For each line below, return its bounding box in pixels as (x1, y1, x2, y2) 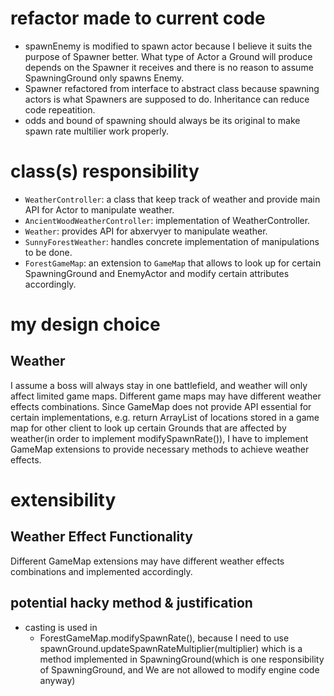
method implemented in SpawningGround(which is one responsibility (39, 653, 325, 665)
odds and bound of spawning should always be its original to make (24, 114, 301, 126)
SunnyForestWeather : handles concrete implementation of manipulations (24, 235, 320, 247)
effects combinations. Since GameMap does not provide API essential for (10, 400, 312, 412)
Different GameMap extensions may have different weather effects (10, 555, 285, 567)
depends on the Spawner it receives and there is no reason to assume (24, 61, 314, 73)
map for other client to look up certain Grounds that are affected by (10, 422, 287, 434)
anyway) (39, 674, 76, 686)
